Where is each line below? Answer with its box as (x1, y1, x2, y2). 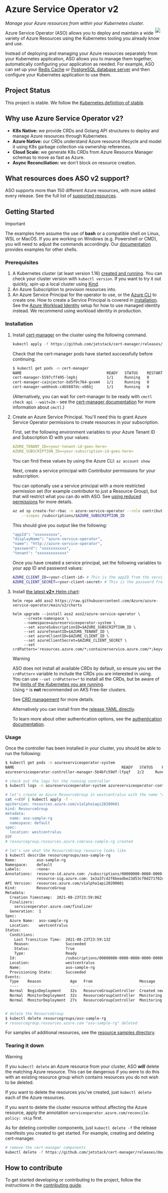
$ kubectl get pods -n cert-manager (12, 365, 89, 371)
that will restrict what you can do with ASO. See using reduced (12, 493, 141, 499)
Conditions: (9, 932, 35, 937)
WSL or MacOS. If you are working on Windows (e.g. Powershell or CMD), (5, 236, 157, 242)
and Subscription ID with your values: (12, 434, 90, 440)
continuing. (12, 356, 36, 362)
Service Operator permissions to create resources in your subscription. (12, 419, 159, 425)
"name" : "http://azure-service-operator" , (12, 541, 102, 546)
